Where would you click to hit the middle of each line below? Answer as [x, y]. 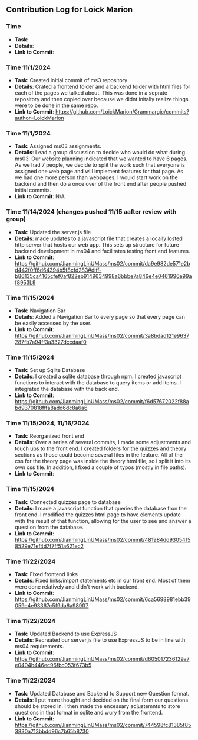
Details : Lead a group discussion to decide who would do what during [100, 153]
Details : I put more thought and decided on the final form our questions [101, 700]
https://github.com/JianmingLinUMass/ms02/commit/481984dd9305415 [103, 539]
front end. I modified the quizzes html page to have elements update [98, 515]
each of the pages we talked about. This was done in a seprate [91, 93]
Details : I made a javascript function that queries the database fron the [100, 508]
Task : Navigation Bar [40, 311]
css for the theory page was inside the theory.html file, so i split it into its [103, 461]
